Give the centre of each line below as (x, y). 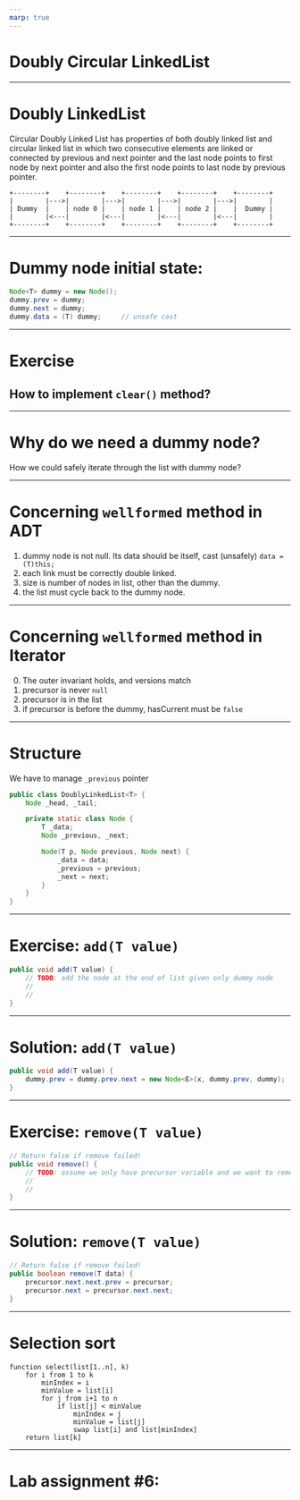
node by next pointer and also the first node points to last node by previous (147, 167)
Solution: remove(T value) (105, 1242)
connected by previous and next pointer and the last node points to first (141, 157)
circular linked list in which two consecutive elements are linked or (131, 148)
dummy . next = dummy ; (48, 309)
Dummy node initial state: (106, 268)
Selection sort (62, 1343)
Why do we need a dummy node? (135, 443)
